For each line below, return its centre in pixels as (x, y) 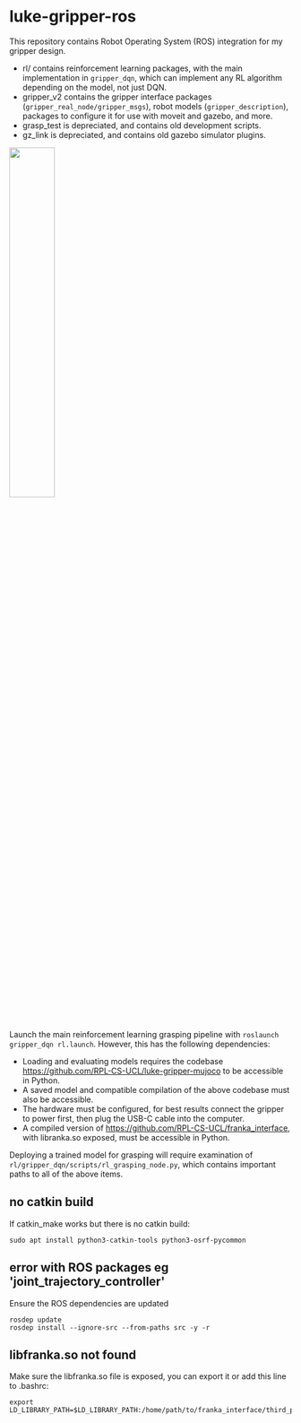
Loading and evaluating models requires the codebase (123, 1061)
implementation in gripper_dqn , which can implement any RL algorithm (152, 77)
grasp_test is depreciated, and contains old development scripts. (142, 125)
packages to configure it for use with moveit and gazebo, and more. (147, 116)
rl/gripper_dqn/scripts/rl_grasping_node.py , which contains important (142, 1164)
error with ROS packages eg (89, 1267)
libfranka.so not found (73, 1354)
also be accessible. (58, 1099)
